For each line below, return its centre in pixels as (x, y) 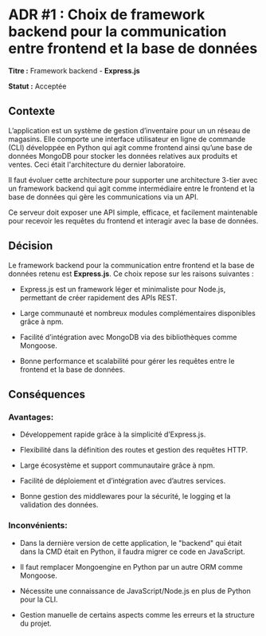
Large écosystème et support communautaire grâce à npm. (117, 465)
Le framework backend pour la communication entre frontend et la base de (131, 265)
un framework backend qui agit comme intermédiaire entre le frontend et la (131, 188)
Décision (31, 246)
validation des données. (59, 505)
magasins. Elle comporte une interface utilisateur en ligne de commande (127, 139)
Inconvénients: (38, 526)
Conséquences (47, 394)
